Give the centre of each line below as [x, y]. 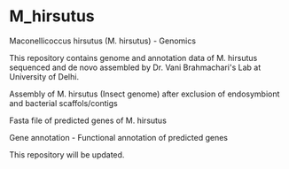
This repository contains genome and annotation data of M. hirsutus [133, 58]
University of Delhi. [44, 76]
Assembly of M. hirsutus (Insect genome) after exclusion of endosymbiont [144, 94]
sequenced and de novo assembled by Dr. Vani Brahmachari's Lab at [135, 67]
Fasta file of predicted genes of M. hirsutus [88, 120]
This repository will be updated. [67, 154]
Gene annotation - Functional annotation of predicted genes [119, 137]
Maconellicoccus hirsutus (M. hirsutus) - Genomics [103, 41]
